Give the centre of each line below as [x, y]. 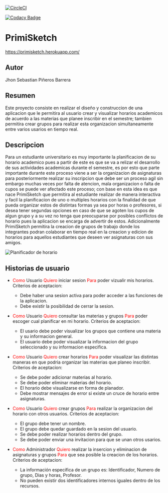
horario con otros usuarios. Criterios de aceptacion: [66, 414]
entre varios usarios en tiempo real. [42, 129]
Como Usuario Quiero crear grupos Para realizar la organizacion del [82, 408]
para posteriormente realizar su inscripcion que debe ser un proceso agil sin [84, 178]
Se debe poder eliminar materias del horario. [66, 383]
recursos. [30, 486]
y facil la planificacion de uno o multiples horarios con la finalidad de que [81, 200]
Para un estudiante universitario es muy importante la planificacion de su [80, 157]
